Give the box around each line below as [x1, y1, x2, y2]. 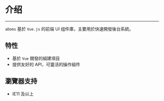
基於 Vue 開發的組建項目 [12, 55, 60, 61]
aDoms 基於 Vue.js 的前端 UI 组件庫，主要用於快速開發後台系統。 [5, 26, 134, 32]
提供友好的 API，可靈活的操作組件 [12, 61, 81, 67]
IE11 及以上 [12, 91, 34, 97]
